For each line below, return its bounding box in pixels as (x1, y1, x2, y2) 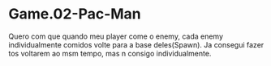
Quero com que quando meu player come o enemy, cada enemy (8, 31, 224, 41)
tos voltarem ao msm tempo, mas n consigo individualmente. (8, 48, 212, 58)
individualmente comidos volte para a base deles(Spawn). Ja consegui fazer (8, 39, 265, 49)
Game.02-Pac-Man (8, 5, 142, 23)
